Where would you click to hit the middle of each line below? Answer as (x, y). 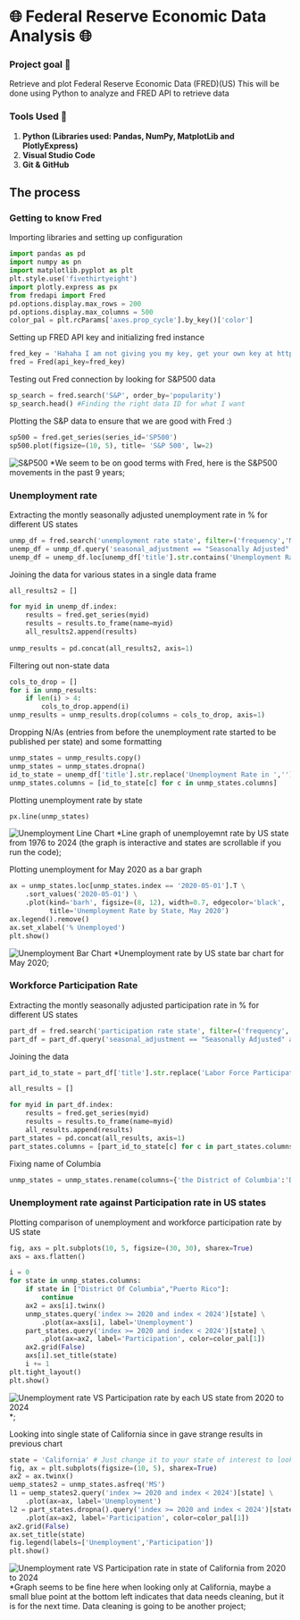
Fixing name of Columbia (55, 1163)
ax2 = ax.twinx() (42, 1476)
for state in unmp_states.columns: (75, 1281)
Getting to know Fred (56, 218)
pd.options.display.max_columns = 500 (81, 312)
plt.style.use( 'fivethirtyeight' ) (74, 279)
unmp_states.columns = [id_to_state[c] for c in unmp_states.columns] (143, 783)
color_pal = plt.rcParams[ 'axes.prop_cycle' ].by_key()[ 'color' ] (131, 320)
